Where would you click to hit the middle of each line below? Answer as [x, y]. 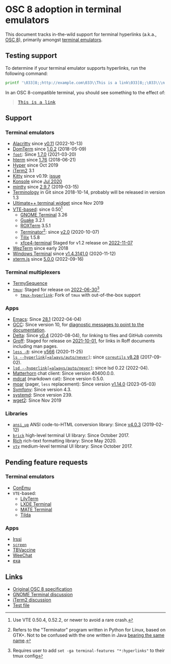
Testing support [31, 56]
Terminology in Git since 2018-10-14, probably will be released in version [89, 192]
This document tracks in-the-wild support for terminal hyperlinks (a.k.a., [81, 34]
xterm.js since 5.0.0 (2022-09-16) [48, 259]
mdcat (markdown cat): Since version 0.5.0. [58, 378]
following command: [27, 73]
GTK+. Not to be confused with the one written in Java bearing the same [88, 635]
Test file [21, 605]
